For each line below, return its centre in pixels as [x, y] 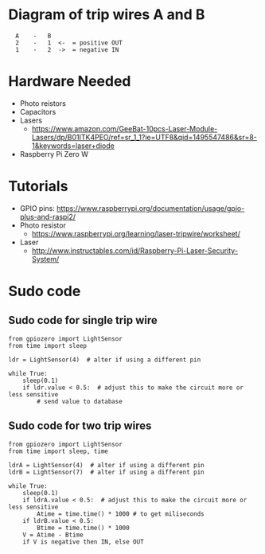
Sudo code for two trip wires [80, 426]
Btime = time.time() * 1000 [83, 528]
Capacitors [38, 111]
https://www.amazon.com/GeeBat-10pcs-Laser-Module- [125, 128]
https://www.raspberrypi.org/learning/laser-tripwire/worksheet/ [136, 233]
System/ [45, 259]
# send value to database [80, 401]
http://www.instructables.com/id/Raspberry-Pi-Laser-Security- [135, 250]
